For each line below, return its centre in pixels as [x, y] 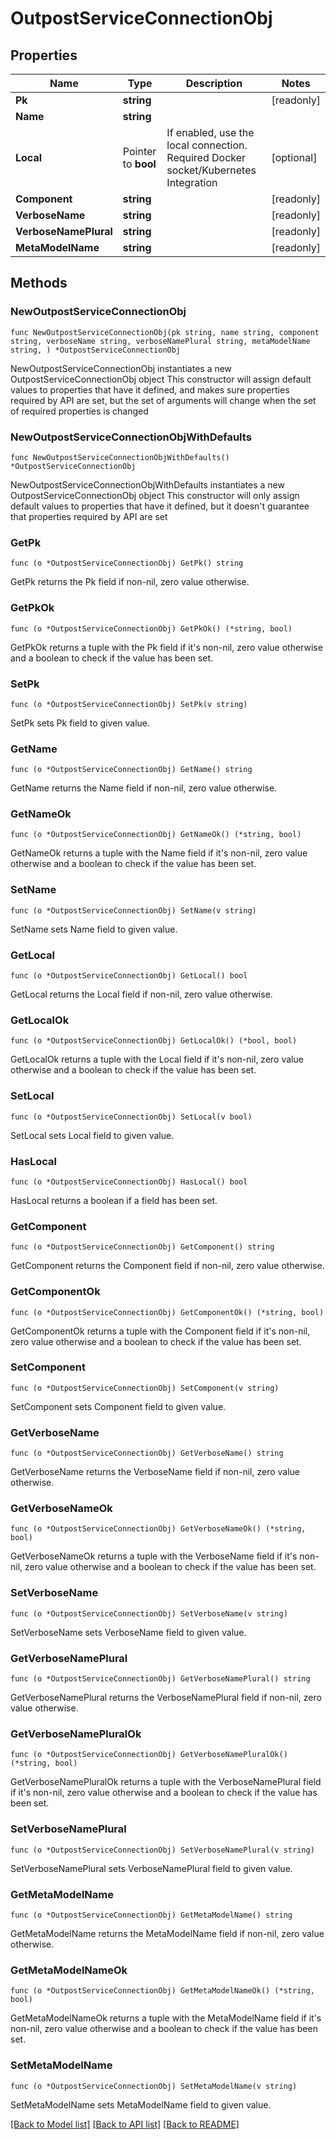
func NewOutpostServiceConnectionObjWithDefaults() [120, 457]
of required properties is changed [79, 411]
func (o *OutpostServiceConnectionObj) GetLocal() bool [129, 976]
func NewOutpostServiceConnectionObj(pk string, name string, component [165, 332]
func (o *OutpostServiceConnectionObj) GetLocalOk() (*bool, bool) [154, 1041]
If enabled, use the [210, 132]
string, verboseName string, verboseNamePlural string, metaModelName [160, 341]
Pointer [139, 151]
